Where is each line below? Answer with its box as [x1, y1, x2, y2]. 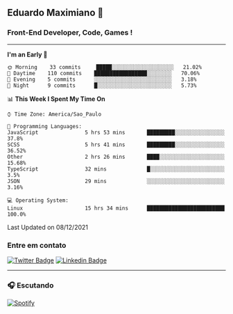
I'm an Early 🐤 [7, 50, 48, 58]
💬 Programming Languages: [7, 123, 82, 129]
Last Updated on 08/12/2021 [7, 223, 89, 231]
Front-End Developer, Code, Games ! [7, 28, 133, 38]
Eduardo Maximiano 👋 [7, 7, 104, 19]
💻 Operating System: [7, 196, 69, 204]
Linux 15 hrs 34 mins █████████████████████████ [7, 205, 225, 212]
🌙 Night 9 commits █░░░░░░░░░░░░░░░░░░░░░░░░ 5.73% [7, 81, 197, 89]
